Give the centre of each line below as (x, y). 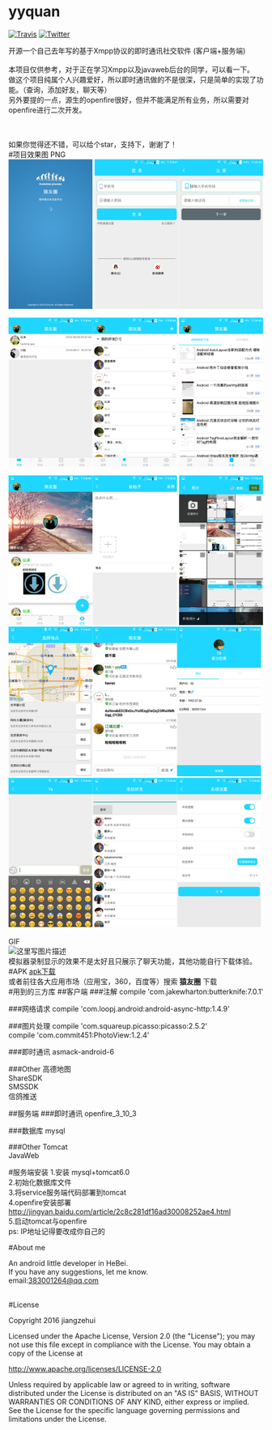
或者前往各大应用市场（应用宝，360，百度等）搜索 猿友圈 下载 (113, 982)
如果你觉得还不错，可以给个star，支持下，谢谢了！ (93, 144)
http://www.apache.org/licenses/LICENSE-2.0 (85, 1369)
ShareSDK (25, 1078)
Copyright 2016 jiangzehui (52, 1321)
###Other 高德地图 (40, 1069)
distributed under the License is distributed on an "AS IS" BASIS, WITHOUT (134, 1394)
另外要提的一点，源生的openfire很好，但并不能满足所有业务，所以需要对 (129, 100)
